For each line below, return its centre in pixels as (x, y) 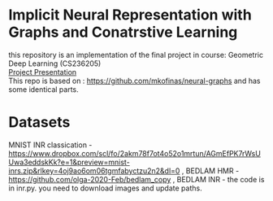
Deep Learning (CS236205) (55, 63)
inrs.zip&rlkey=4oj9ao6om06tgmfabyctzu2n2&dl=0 (94, 170)
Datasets (39, 122)
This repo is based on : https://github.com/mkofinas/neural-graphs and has (134, 81)
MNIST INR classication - (50, 145)
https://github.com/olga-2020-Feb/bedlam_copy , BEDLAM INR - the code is (136, 179)
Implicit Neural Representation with (130, 15)
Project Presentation (43, 72)
